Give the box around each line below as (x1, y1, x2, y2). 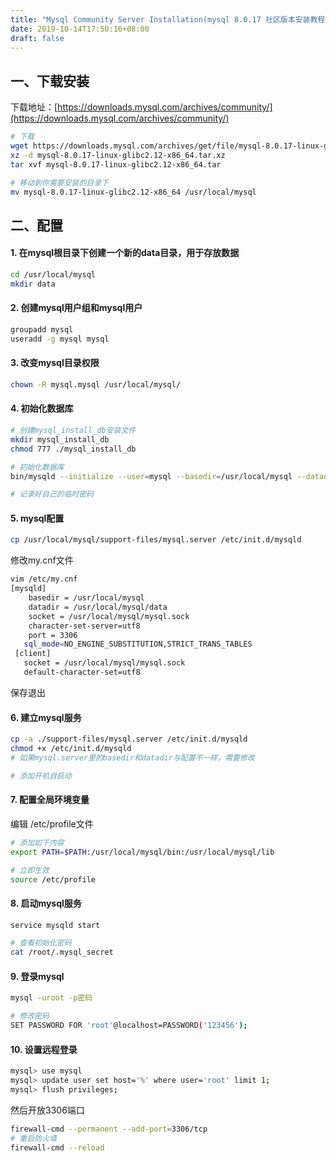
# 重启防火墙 (10, 1133, 57, 1143)
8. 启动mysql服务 (10, 897, 82, 909)
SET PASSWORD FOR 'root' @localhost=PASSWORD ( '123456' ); (10, 1021, 248, 1031)
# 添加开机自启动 (10, 771, 72, 781)
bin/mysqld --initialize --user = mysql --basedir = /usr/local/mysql (10, 471, 293, 481)
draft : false (10, 33, 65, 43)
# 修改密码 (10, 1011, 50, 1021)
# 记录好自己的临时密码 (10, 489, 95, 500)
